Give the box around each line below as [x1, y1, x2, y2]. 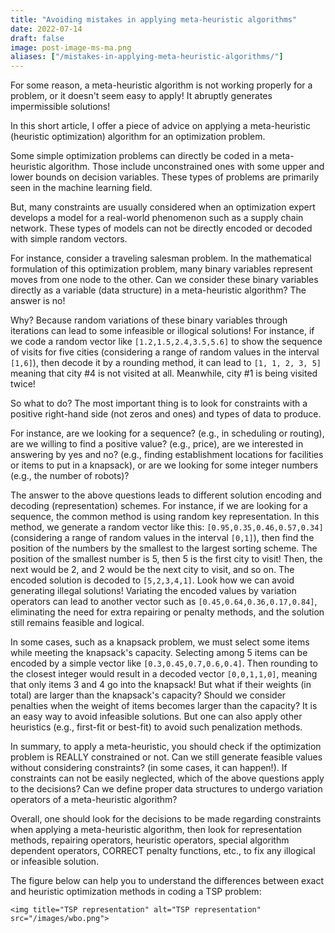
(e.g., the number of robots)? [10, 470, 130, 482]
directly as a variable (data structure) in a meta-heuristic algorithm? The [10, 284, 307, 296]
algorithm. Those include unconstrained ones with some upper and [48, 161, 325, 173]
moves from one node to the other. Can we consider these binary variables [10, 274, 319, 286]
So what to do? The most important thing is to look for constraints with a [10, 397, 308, 410]
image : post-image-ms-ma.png [10, 42, 132, 53]
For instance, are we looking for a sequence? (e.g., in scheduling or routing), [10, 427, 325, 440]
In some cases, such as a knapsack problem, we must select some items [10, 636, 310, 648]
